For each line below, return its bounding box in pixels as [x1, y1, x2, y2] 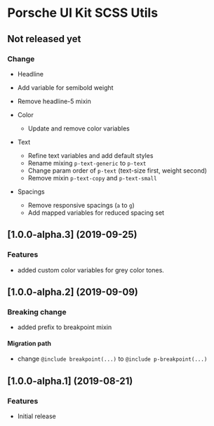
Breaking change [7, 307, 67, 317]
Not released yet [7, 33, 81, 45]
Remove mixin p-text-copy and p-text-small [27, 173, 157, 182]
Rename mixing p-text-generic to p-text [27, 159, 147, 167]
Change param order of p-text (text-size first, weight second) [27, 166, 207, 175]
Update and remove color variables [27, 124, 130, 133]
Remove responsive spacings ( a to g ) [27, 201, 135, 209]
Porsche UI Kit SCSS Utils [7, 5, 159, 21]
